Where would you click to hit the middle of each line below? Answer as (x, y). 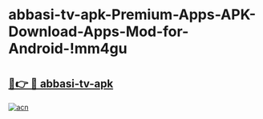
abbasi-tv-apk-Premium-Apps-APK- (132, 15)
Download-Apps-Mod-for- (99, 32)
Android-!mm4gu (68, 49)
